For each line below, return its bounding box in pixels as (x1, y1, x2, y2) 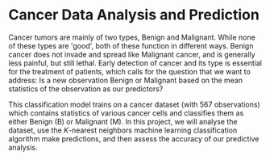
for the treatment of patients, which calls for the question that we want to (8, 66, 251, 76)
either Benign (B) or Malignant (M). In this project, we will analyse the (8, 116, 238, 126)
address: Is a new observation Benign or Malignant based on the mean (8, 75, 243, 85)
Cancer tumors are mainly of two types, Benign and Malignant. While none (8, 32, 255, 42)
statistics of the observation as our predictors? (8, 83, 164, 94)
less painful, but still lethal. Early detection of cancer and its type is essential (8, 58, 263, 68)
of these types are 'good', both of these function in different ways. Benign (8, 40, 254, 50)
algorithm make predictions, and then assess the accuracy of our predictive (8, 133, 260, 143)
